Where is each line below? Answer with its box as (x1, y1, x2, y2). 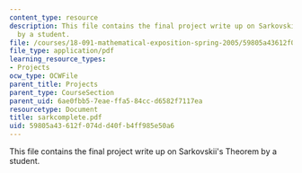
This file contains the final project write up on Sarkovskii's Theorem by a (9, 146, 277, 157)
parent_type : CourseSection (9, 88, 115, 97)
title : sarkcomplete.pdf (9, 113, 102, 122)
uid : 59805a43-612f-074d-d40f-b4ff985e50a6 (9, 122, 175, 131)
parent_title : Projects (9, 80, 99, 89)
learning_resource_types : (9, 55, 106, 64)
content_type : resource (9, 13, 99, 22)
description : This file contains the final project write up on (9, 22, 255, 30)
